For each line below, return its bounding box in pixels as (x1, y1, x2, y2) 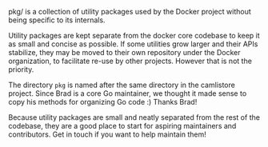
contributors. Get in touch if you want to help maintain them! (8, 129, 206, 139)
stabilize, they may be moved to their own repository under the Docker (8, 48, 241, 57)
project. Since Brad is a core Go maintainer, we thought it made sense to (8, 89, 247, 98)
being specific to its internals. (8, 15, 106, 25)
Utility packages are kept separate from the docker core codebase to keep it (8, 31, 260, 40)
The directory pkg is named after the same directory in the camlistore (8, 80, 236, 89)
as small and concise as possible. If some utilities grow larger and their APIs (8, 39, 258, 49)
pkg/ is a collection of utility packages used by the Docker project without (8, 7, 251, 16)
